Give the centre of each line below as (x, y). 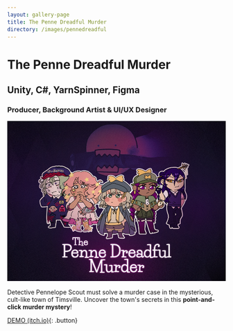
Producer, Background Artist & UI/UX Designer (87, 110)
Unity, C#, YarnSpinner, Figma (74, 90)
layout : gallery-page (38, 15)
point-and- (199, 299)
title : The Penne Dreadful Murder (57, 22)
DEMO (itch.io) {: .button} (43, 320)
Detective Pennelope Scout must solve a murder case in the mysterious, (110, 292)
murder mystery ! (48, 307)
